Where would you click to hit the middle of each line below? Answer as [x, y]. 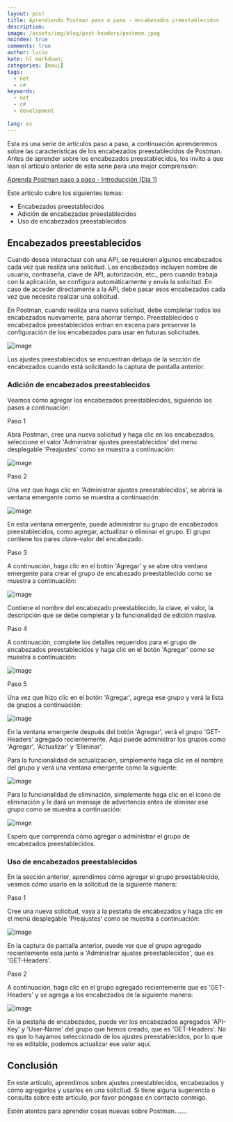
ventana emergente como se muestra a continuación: [83, 497]
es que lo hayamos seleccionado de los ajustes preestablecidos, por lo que [115, 1036]
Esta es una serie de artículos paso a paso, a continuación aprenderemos [112, 143]
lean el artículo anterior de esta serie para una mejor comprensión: [103, 166]
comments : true [29, 46]
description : [26, 26]
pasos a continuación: [39, 407]
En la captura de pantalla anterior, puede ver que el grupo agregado [104, 945]
